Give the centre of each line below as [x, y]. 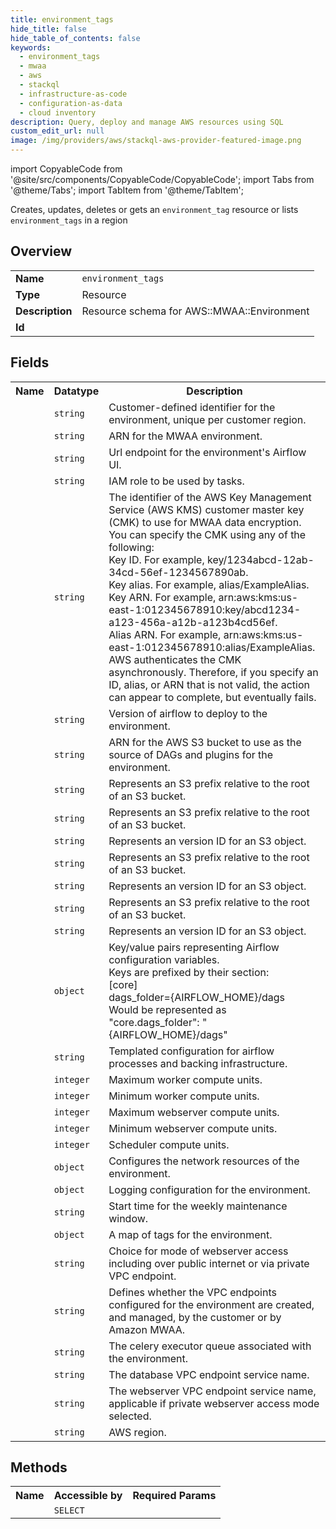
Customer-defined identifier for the [192, 407]
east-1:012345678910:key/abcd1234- [205, 609]
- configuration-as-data [71, 103]
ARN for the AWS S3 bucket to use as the [205, 742]
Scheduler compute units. [169, 1144]
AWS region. [137, 1432]
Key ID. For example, [156, 559]
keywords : [31, 47]
